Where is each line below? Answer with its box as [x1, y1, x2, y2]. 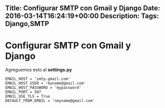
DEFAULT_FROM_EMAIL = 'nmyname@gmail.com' [5, 98, 95, 103]
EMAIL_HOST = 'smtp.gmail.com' [5, 76, 70, 81]
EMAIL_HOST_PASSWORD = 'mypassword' [5, 85, 81, 90]
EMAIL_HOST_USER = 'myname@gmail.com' [5, 81, 86, 86]
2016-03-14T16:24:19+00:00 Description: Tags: [5, 12, 159, 20]
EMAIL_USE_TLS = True [5, 94, 50, 99]
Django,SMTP [5, 19, 49, 28]
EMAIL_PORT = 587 [5, 89, 41, 94]
